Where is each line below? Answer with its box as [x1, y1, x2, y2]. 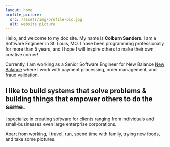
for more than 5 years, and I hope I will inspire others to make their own [5, 46, 154, 52]
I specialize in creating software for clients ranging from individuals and [5, 116, 154, 122]
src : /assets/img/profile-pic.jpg [10, 17, 82, 22]
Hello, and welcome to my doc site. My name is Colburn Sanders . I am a [5, 35, 156, 41]
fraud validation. [5, 72, 39, 78]
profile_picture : [5, 12, 42, 17]
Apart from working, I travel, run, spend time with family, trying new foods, [5, 131, 160, 137]
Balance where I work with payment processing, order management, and [5, 67, 157, 73]
